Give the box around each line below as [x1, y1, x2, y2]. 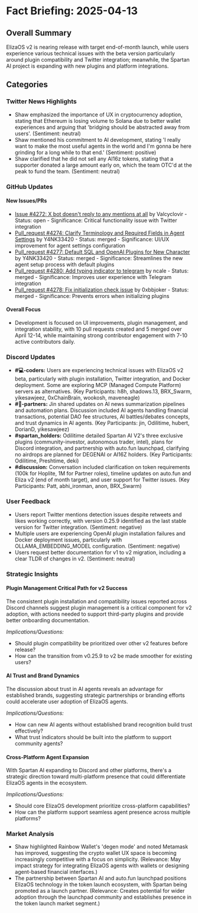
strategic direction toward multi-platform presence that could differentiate [6, 773, 186, 780]
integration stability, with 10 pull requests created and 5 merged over [14, 325, 182, 333]
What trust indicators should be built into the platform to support [14, 733, 171, 740]
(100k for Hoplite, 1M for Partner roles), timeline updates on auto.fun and [14, 470, 191, 477]
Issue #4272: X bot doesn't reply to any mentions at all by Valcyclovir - [14, 210, 187, 217]
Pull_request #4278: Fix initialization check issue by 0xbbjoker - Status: [14, 286, 189, 293]
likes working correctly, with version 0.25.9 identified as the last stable [14, 517, 187, 524]
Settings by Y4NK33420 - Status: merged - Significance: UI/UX [14, 236, 170, 243]
